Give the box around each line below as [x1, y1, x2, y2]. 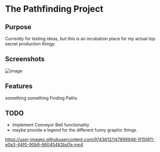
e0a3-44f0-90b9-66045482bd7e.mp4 [5, 142, 83, 148]
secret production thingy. [5, 41, 56, 47]
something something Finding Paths [5, 95, 78, 101]
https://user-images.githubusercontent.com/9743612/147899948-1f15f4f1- [5, 136, 155, 142]
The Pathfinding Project [5, 3, 103, 15]
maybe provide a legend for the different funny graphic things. [12, 127, 138, 133]
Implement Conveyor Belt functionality [12, 122, 89, 128]
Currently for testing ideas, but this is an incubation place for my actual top [5, 36, 156, 41]
